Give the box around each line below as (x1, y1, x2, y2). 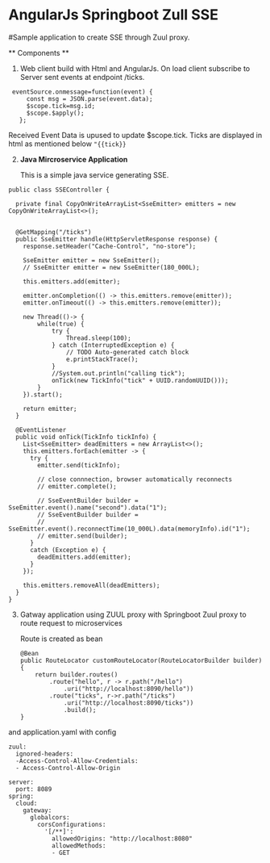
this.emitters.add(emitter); (23, 277, 121, 286)
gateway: (23, 806, 52, 815)
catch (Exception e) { (29, 546, 106, 554)
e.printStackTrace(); (65, 355, 139, 363)
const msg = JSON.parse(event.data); (26, 94, 153, 103)
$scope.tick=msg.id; (26, 102, 95, 110)
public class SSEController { (8, 186, 110, 194)
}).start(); (23, 390, 63, 399)
